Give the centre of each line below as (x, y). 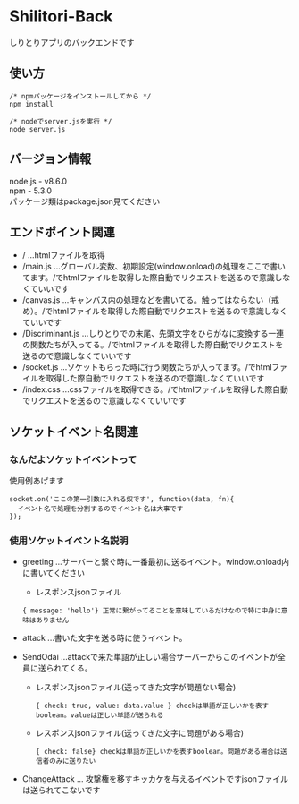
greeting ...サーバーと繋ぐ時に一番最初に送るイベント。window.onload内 (156, 562)
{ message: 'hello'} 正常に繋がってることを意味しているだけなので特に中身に (152, 611)
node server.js (37, 129)
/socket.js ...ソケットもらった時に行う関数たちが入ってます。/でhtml (147, 367)
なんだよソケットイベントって (73, 459)
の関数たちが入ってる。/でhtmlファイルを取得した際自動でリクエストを (153, 345)
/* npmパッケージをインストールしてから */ (80, 96)
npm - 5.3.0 (30, 191)
